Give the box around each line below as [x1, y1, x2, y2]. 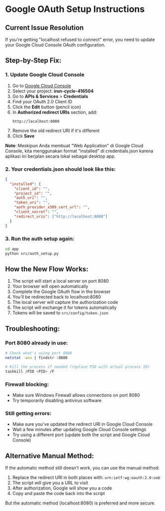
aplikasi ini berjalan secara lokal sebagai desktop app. [5, 153, 116, 159]
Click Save [12, 133, 35, 139]
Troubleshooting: [5, 324, 60, 333]
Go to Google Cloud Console [12, 82, 71, 88]
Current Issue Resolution [5, 23, 84, 32]
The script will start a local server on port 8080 [12, 278, 109, 284]
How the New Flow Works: [5, 265, 88, 273]
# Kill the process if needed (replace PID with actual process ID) [5, 364, 150, 369]
